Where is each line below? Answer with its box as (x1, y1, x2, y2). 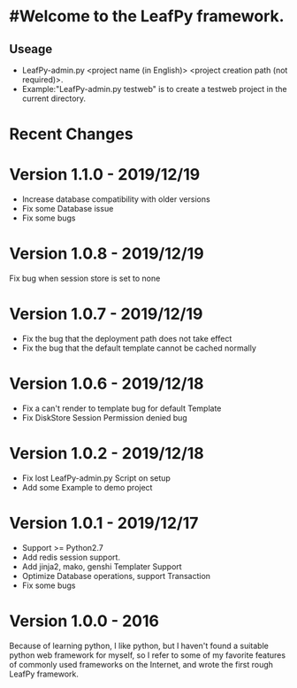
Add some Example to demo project (21, 482, 153, 492)
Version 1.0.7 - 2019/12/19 (9, 304, 203, 324)
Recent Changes (9, 124, 134, 144)
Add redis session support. (21, 552, 121, 562)
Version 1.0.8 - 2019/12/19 (9, 244, 205, 264)
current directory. (21, 93, 87, 104)
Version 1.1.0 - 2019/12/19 (9, 165, 201, 185)
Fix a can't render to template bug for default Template (21, 403, 222, 414)
